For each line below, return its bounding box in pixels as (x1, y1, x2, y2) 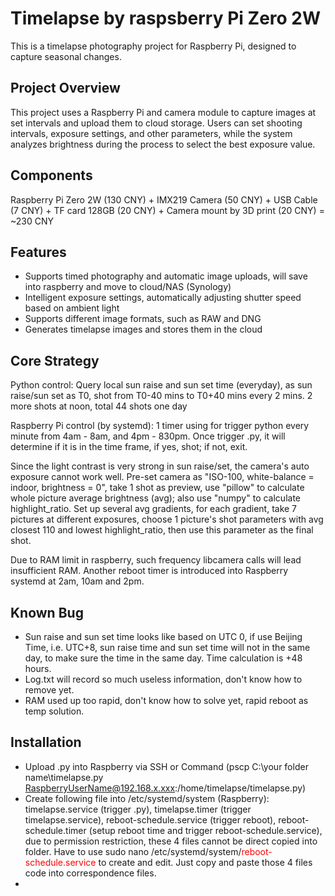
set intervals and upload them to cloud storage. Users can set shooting (10, 117, 303, 129)
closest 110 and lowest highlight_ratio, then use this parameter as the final (10, 524, 314, 536)
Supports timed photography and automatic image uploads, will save (24, 270, 308, 282)
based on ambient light (24, 302, 120, 314)
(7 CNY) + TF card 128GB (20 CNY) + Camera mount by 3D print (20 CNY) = (10, 204, 325, 216)
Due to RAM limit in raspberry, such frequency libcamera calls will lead (10, 554, 302, 566)
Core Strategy (10, 352, 100, 369)
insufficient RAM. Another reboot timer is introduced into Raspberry (10, 565, 289, 577)
